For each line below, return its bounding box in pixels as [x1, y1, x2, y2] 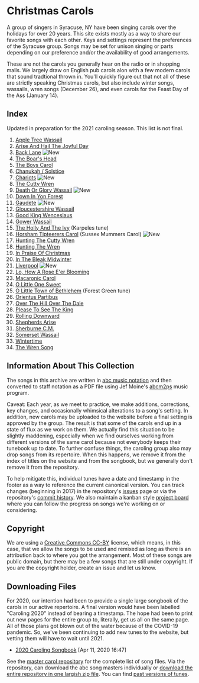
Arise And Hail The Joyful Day [15, 142, 89, 149]
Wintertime [15, 337, 43, 344]
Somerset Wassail [15, 331, 60, 338]
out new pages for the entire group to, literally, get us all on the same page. [6, 616, 190, 623]
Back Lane [15, 149, 41, 156]
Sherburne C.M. [15, 324, 55, 332]
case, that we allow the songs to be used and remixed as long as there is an [6, 546, 191, 553]
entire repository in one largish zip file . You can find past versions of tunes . [6, 671, 190, 678]
